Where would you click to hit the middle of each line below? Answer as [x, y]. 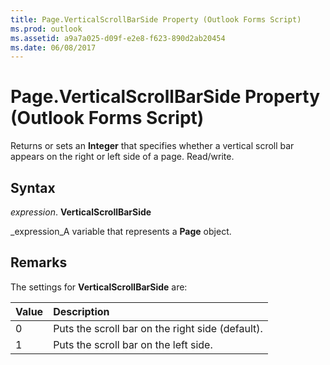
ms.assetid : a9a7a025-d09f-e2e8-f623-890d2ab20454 [118, 38]
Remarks [39, 262]
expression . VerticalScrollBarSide [81, 212]
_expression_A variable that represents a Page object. [121, 231]
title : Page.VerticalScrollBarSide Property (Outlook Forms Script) [156, 19]
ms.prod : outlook [46, 29]
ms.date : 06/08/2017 [53, 47]
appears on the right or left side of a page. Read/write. [122, 157]
